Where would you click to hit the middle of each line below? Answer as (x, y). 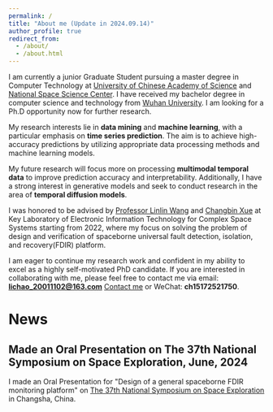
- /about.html (39, 54)
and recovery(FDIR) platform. (57, 245)
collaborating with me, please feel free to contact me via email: (114, 278)
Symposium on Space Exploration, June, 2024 (128, 362)
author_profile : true (45, 31)
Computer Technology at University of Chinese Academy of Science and (130, 85)
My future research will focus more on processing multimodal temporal (129, 169)
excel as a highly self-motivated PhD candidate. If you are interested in (127, 269)
